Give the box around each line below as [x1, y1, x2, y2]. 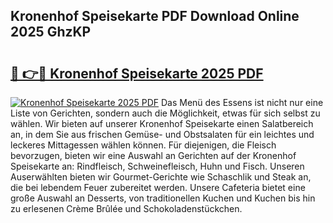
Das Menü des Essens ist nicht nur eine [160, 97, 324, 108]
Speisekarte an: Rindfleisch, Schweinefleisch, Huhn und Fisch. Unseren [10, 160, 305, 172]
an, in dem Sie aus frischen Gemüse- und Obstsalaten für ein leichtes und [10, 129, 315, 140]
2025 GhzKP [10, 24, 92, 41]
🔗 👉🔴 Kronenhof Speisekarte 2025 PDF [10, 65, 264, 82]
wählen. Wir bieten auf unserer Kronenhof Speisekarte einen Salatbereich [10, 118, 314, 129]
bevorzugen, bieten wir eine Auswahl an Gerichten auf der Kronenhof [10, 150, 297, 161]
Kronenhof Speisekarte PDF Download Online [10, 8, 300, 25]
